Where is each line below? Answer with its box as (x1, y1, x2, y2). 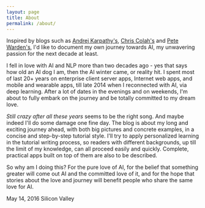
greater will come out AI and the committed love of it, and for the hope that (6, 170, 195, 177)
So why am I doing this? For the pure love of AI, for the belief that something (6, 163, 199, 171)
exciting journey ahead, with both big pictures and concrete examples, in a (6, 126, 195, 133)
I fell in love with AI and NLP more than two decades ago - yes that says (6, 62, 188, 69)
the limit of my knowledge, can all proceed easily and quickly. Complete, (6, 145, 189, 153)
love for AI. (6, 183, 34, 190)
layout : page (6, 9, 40, 15)
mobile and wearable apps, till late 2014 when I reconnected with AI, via (6, 81, 187, 89)
